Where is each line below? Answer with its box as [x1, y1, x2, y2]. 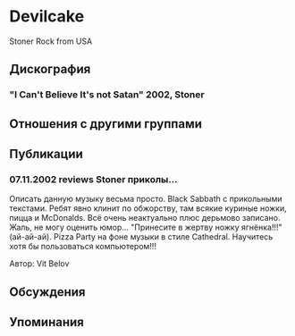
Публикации [9, 147, 83, 162]
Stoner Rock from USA [9, 36, 93, 46]
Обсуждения [9, 284, 86, 299]
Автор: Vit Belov [9, 258, 70, 269]
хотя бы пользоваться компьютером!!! [9, 241, 156, 252]
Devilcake [9, 6, 85, 27]
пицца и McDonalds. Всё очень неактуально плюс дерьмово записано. [9, 213, 281, 223]
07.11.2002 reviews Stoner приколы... [9, 172, 178, 185]
